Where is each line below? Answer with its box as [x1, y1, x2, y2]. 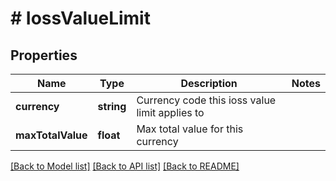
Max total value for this [136, 122, 244, 136]
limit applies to [136, 106, 205, 119]
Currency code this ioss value [136, 93, 277, 107]
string [97, 100, 127, 113]
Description [180, 77, 238, 90]
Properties [10, 47, 78, 64]
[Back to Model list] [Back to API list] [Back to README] [10, 160, 240, 172]
